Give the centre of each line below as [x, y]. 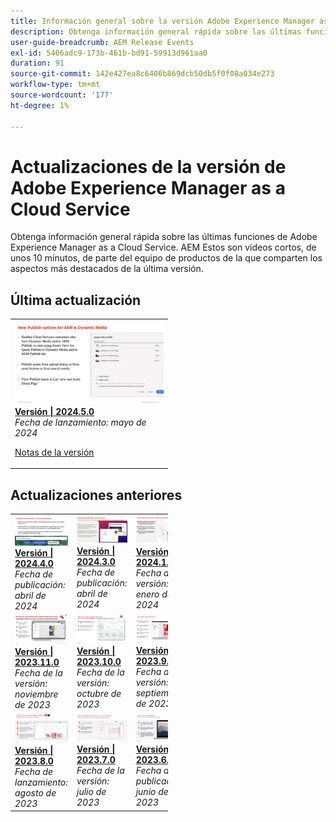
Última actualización [76, 300]
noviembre [36, 694]
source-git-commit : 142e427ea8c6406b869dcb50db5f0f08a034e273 [142, 74]
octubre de [99, 693]
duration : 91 [37, 63]
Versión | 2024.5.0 [54, 411]
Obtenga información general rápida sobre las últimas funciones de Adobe [164, 237]
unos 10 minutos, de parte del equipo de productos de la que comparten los [166, 258]
